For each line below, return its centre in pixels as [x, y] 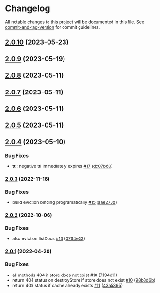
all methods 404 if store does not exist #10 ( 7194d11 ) [64, 275]
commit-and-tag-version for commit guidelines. [53, 27]
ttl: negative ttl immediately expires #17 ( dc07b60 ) [62, 166]
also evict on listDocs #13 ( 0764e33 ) [49, 238]
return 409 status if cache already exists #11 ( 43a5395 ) [67, 285]
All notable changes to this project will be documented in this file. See [75, 22]
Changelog [28, 9]
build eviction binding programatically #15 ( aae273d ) [64, 202]
